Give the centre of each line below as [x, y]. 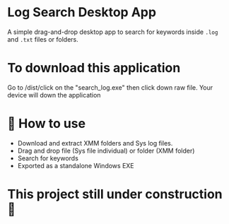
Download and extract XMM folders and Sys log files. [95, 143]
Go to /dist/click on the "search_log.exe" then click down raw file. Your [110, 87]
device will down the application [54, 95]
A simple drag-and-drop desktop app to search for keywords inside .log [113, 32]
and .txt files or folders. [43, 39]
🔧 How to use [47, 124]
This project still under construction [115, 194]
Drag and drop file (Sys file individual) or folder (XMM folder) [106, 151]
